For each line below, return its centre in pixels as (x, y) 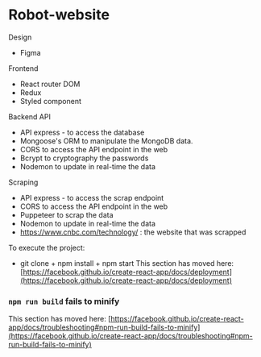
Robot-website (59, 15)
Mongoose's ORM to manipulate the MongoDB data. (106, 141)
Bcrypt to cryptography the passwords (84, 158)
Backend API (29, 116)
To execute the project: (47, 247)
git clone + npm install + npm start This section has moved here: (127, 263)
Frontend (23, 68)
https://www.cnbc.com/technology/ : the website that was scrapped (133, 232)
